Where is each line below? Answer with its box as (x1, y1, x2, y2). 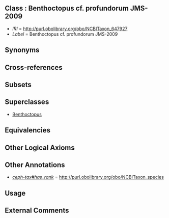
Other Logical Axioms (5, 143, 75, 152)
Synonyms (5, 46, 40, 54)
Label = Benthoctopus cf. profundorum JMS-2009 (12, 31, 118, 37)
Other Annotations (5, 160, 65, 169)
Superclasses (5, 98, 49, 106)
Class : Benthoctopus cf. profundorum (5, 4, 129, 13)
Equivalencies (5, 126, 50, 134)
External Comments (5, 206, 69, 215)
